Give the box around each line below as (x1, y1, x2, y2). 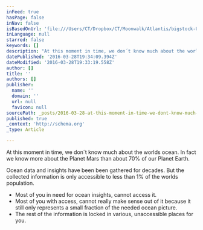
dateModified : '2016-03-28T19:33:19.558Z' (6, 59, 115, 65)
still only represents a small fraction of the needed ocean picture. (14, 204, 178, 211)
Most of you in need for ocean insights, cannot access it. (14, 191, 157, 198)
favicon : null (11, 104, 47, 110)
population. (6, 179, 34, 187)
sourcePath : (6, 110, 36, 116)
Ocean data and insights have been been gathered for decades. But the (6, 167, 184, 174)
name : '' (11, 88, 34, 94)
